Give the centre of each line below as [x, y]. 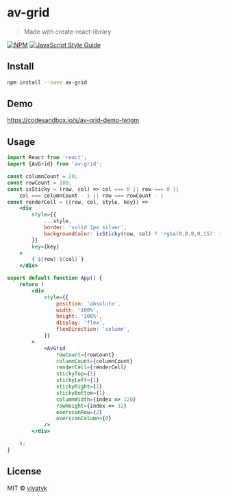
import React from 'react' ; [47, 158]
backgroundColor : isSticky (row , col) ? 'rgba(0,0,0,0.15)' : [133, 234]
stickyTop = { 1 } [76, 374]
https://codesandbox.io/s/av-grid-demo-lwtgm [73, 120]
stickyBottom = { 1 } [81, 393]
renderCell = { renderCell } [91, 368]
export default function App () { [55, 278]
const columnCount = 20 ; [42, 176]
